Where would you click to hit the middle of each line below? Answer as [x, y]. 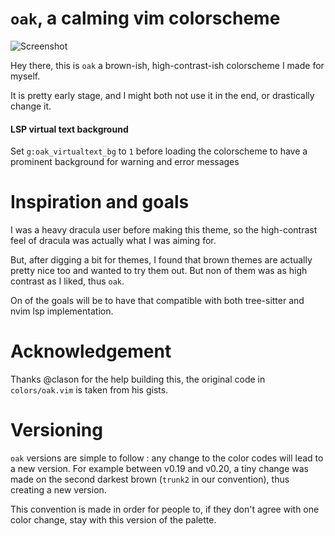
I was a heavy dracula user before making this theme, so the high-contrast [164, 230]
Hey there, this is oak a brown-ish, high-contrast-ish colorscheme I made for [167, 65]
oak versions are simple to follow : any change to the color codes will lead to [167, 458]
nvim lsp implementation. [62, 311]
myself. [25, 76]
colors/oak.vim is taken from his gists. [89, 390]
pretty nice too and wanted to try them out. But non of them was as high [159, 271]
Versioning [56, 430]
